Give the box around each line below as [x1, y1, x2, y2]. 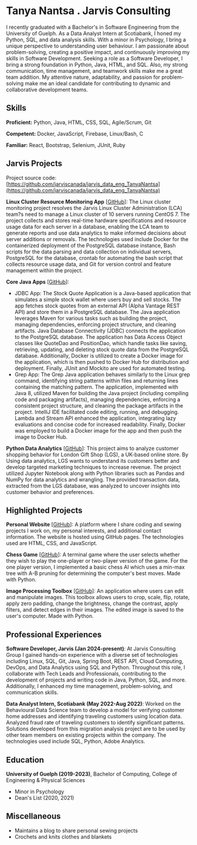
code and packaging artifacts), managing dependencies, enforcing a [14, 396, 181, 403]
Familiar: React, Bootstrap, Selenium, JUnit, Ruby [6, 141, 126, 148]
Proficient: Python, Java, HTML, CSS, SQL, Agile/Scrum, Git [6, 119, 152, 126]
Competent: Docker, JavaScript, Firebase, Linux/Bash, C [6, 130, 144, 137]
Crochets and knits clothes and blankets [14, 833, 112, 840]
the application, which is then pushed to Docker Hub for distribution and [14, 358, 189, 365]
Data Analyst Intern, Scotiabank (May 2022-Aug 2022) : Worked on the [6, 700, 181, 707]
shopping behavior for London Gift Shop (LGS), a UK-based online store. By [6, 451, 189, 458]
